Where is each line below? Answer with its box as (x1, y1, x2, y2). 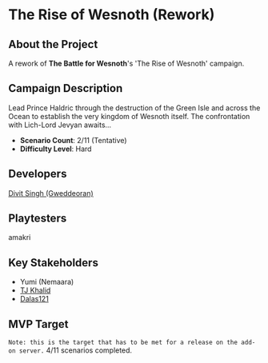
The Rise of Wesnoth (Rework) (8, 6, 215, 24)
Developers (8, 167, 67, 181)
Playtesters (8, 212, 67, 225)
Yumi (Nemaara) (19, 277, 74, 287)
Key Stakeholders (8, 256, 98, 269)
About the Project (8, 38, 98, 51)
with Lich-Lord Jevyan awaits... (8, 120, 112, 130)
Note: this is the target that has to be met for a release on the (8, 338, 238, 347)
